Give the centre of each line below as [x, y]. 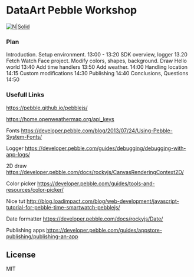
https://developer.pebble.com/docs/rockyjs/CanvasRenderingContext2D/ [95, 172]
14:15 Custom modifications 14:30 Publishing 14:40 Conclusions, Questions [97, 74]
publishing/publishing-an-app [42, 236]
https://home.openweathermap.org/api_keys [60, 119]
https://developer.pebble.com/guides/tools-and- [96, 183]
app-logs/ [18, 154]
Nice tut [16, 201]
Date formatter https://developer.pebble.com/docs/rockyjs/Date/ [85, 219]
